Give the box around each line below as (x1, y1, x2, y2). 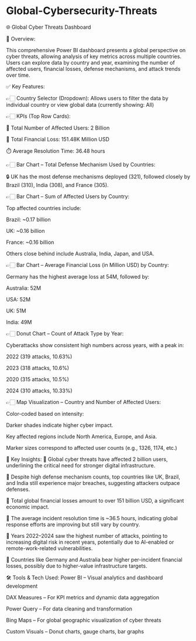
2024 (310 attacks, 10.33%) (6, 387, 73, 394)
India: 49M (6, 318, 32, 325)
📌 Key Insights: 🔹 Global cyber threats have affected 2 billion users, (6, 456, 168, 463)
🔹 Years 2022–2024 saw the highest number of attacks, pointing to (6, 532, 168, 539)
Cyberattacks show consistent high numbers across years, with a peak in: (6, 341, 184, 348)
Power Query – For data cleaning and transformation (6, 605, 133, 612)
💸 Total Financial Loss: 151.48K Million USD (6, 135, 110, 143)
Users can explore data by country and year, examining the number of (6, 59, 176, 66)
